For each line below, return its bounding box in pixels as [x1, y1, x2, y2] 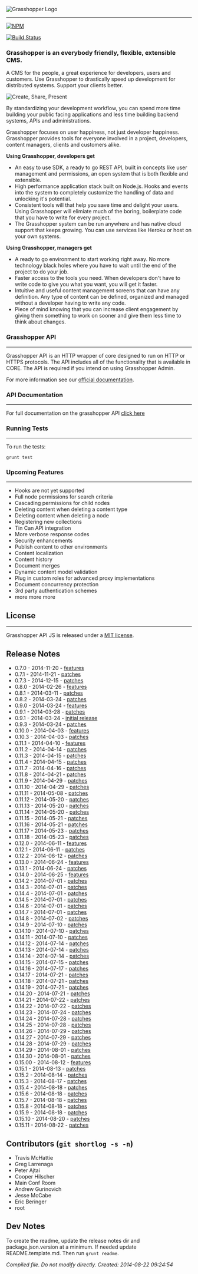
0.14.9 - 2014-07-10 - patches [14, 921, 87, 928]
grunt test [6, 454, 33, 461]
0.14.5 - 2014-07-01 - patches [14, 896, 87, 903]
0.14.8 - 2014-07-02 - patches [14, 915, 88, 922]
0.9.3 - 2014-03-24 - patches [14, 721, 87, 728]
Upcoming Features [6, 468, 64, 477]
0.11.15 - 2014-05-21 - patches [14, 815, 88, 822]
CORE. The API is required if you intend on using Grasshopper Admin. [6, 364, 175, 371]
